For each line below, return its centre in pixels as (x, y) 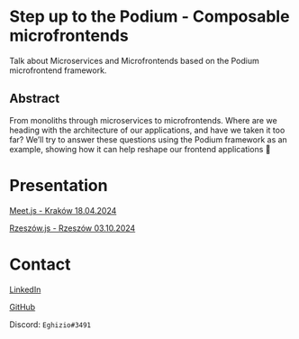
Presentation (59, 185)
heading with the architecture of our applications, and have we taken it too (147, 130)
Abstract (35, 99)
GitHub (23, 307)
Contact (40, 264)
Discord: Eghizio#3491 (50, 324)
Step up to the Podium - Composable (149, 17)
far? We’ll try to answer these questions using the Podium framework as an (149, 139)
